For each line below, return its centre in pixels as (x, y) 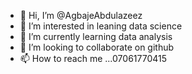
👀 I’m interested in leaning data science (101, 26)
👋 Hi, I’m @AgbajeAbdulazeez (81, 15)
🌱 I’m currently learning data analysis (96, 36)
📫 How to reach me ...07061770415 (93, 58)
